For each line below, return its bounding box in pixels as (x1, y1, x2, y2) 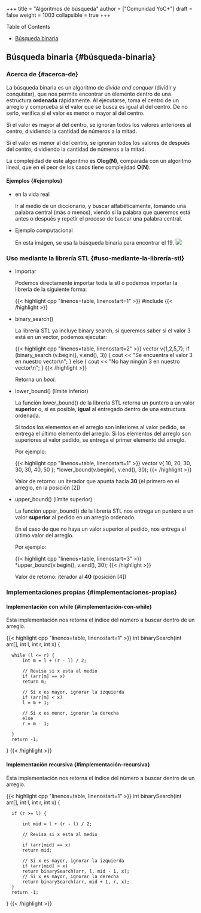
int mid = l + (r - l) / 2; (22, 820, 93, 827)
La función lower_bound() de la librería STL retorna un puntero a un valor (14, 399, 195, 406)
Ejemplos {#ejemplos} (6, 177, 63, 185)
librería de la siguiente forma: (14, 286, 87, 293)
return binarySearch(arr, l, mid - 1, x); (22, 868, 130, 874)
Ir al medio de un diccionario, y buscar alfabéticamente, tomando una (14, 202, 187, 209)
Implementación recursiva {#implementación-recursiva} (6, 760, 151, 768)
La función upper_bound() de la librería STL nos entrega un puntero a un (14, 507, 194, 515)
